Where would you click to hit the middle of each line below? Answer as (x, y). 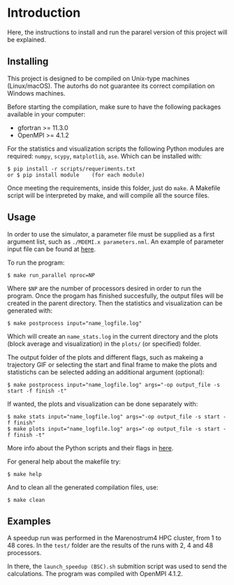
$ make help (24, 474)
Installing (28, 62)
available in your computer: (46, 114)
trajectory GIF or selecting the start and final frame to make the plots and (112, 364)
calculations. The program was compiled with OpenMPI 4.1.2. (95, 574)
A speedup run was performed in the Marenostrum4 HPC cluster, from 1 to (114, 538)
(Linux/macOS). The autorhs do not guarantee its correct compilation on (111, 86)
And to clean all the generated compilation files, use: (83, 487)
